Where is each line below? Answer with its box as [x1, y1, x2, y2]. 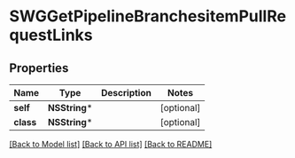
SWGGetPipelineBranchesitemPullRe [9, 6, 286, 27]
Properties [9, 60, 69, 75]
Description [101, 87, 152, 99]
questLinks [9, 25, 93, 45]
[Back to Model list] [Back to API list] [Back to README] [9, 139, 213, 149]
